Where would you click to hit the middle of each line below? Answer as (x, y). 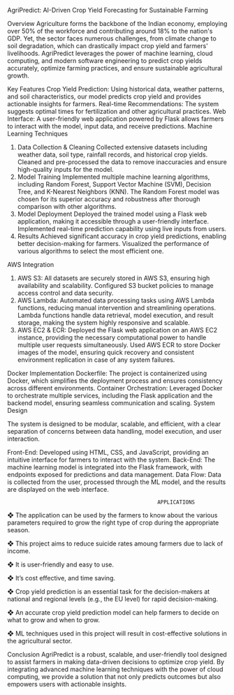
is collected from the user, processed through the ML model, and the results (117, 482)
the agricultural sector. (40, 641)
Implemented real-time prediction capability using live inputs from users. (122, 229)
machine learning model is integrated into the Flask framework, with (105, 467)
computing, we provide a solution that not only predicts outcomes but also (114, 676)
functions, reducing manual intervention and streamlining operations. (117, 308)
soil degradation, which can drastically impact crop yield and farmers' (108, 46)
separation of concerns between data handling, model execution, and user (115, 431)
